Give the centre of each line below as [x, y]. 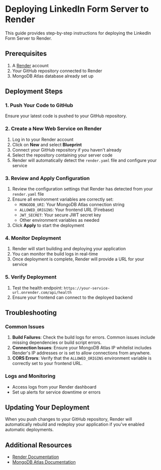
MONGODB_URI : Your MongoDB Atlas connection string [72, 205]
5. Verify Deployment [31, 277]
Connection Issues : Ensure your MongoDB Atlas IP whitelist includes [82, 348]
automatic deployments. [29, 430]
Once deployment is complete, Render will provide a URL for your [78, 259]
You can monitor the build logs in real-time [55, 254]
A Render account [30, 65]
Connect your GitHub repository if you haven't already [67, 150]
